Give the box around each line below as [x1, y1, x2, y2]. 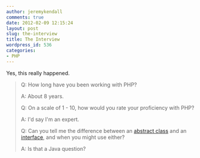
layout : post [6, 25, 39, 32]
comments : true [6, 14, 44, 20]
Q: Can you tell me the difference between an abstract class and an [20, 127, 187, 134]
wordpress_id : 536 [6, 42, 52, 48]
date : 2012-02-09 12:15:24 [6, 20, 73, 26]
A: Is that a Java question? [20, 145, 86, 152]
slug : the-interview [6, 31, 58, 37]
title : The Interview [6, 36, 60, 42]
